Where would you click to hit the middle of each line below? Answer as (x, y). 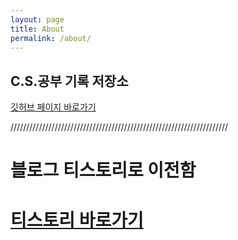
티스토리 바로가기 (77, 220)
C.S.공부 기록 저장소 (69, 81)
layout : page (37, 19)
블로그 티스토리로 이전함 (103, 170)
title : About (37, 29)
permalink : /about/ (51, 38)
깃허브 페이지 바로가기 (53, 107)
